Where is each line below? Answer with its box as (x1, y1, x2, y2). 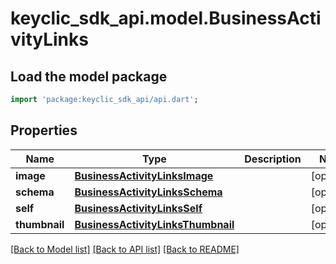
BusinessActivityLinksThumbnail (74, 217, 235, 231)
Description (244, 152, 302, 166)
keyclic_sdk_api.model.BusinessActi (10, 7, 322, 30)
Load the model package (10, 68, 168, 85)
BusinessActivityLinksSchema (74, 185, 223, 199)
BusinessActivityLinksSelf (74, 201, 203, 215)
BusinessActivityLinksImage (74, 168, 214, 182)
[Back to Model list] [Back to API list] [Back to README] (10, 243, 240, 255)
